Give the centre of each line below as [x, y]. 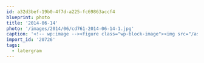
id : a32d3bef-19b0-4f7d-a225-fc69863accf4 [61, 12]
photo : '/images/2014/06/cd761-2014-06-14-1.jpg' [70, 28]
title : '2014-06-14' [32, 23]
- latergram [27, 51]
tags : [13, 46]
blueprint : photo [28, 17]
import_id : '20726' [31, 40]
